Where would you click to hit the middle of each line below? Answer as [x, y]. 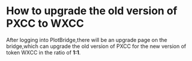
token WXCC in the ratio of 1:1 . [44, 52]
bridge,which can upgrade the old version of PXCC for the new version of [96, 46]
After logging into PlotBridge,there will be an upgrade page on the [87, 40]
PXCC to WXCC [45, 23]
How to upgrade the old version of [92, 11]
